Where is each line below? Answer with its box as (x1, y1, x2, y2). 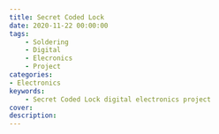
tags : (9, 29, 29, 38)
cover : (9, 103, 34, 112)
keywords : (9, 86, 46, 95)
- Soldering (25, 37, 69, 47)
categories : (9, 71, 53, 79)
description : (9, 111, 57, 120)
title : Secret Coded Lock (9, 12, 104, 22)
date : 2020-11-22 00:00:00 (9, 21, 109, 30)
